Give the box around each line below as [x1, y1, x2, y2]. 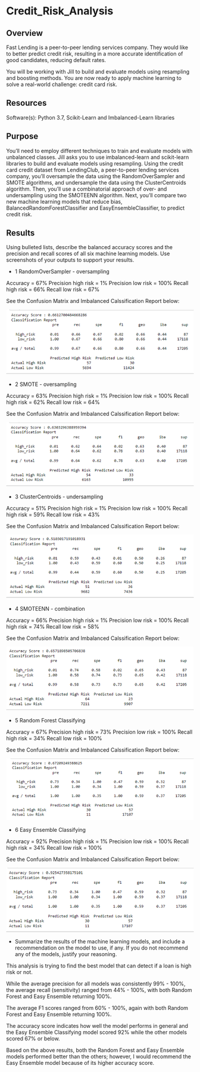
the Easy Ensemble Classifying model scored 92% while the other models [6, 1028, 187, 1036]
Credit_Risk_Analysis [6, 4, 114, 18]
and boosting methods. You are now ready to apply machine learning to [6, 75, 182, 81]
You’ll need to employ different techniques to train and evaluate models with [6, 147, 193, 154]
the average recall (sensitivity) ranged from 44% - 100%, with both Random [6, 986, 192, 993]
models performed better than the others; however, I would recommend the [6, 1053, 192, 1060]
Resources [6, 98, 47, 108]
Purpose [6, 131, 39, 142]
